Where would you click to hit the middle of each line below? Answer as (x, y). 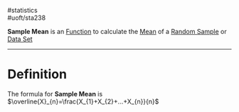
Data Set (20, 39)
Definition (37, 74)
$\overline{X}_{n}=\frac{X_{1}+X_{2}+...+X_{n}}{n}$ (83, 101)
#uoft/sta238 (27, 18)
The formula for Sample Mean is (55, 94)
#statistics (22, 10)
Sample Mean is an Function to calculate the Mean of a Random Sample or (117, 32)
